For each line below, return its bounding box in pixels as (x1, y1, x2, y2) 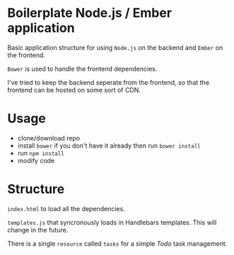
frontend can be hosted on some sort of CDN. (7, 85, 141, 94)
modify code (17, 156, 55, 165)
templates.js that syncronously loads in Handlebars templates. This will (7, 218, 217, 227)
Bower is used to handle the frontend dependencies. (7, 64, 158, 73)
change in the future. (7, 225, 69, 234)
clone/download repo (17, 134, 80, 142)
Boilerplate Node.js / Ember (7, 5, 172, 21)
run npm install (17, 148, 65, 157)
